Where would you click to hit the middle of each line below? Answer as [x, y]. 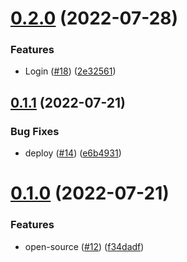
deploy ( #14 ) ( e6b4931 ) [73, 153]
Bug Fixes [35, 131]
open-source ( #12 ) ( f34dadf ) [84, 246]
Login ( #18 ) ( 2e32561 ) [70, 71]
